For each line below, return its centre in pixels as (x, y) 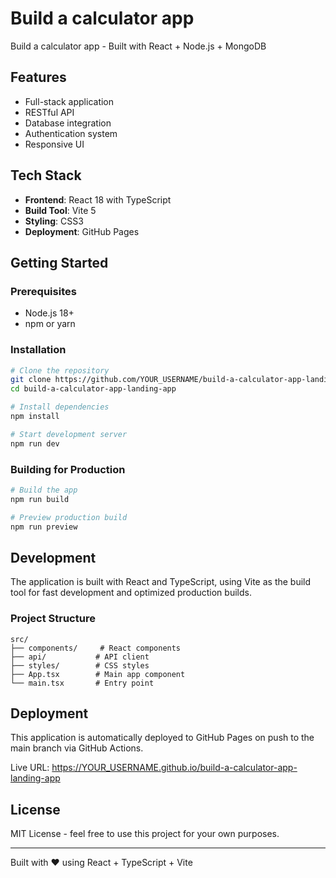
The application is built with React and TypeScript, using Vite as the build (161, 582)
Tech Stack (46, 175)
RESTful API (49, 112)
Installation (38, 350)
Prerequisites (43, 291)
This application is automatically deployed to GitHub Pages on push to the (162, 738)
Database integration (68, 123)
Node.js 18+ (49, 313)
